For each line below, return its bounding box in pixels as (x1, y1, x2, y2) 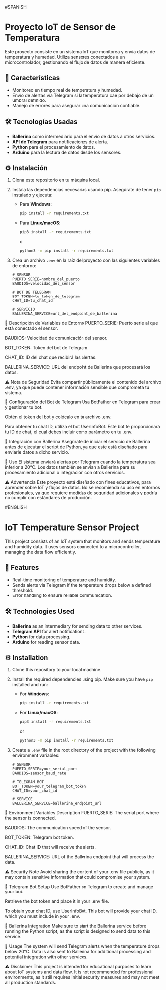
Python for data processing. (12, 634, 71, 640)
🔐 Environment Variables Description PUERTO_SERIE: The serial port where (5, 810, 159, 815)
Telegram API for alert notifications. (12, 628, 86, 634)
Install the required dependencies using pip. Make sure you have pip (12, 676, 153, 682)
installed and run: (12, 682, 48, 688)
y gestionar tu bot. (5, 404, 43, 410)
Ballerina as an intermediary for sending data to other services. (12, 623, 143, 629)
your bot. (5, 889, 24, 894)
